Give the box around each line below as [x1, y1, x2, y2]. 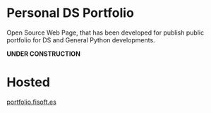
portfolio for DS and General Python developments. [6, 35, 156, 44]
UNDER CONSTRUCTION [6, 49, 80, 58]
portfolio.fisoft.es [6, 97, 57, 106]
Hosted [6, 74, 51, 90]
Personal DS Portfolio [6, 5, 135, 21]
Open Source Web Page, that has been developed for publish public [6, 28, 205, 37]
